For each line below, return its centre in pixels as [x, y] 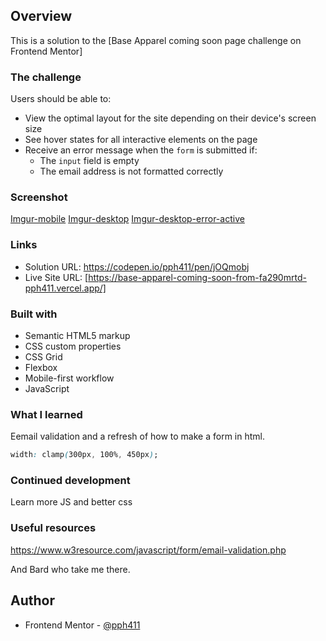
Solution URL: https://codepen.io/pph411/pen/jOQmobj [137, 266]
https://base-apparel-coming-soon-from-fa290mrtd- [197, 277]
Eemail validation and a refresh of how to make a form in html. [137, 436]
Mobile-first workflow [69, 378]
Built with [34, 314]
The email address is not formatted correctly [131, 171]
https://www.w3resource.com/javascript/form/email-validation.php [148, 550]
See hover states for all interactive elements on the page [141, 140]
